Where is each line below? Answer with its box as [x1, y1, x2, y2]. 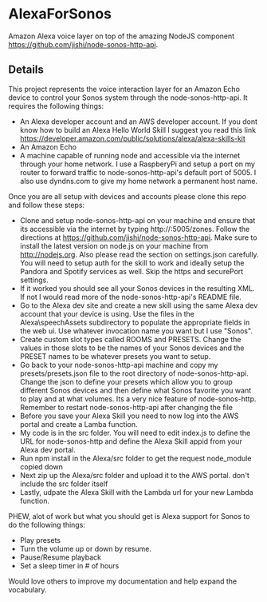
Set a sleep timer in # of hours [19, 560, 120, 570]
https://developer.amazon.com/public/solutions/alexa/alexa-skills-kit [19, 134, 245, 143]
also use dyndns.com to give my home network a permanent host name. [19, 176, 257, 185]
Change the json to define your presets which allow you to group [19, 377, 233, 386]
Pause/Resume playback [19, 552, 102, 562]
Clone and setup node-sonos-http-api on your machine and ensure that [19, 215, 256, 225]
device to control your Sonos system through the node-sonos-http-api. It [8, 93, 249, 102]
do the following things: [8, 520, 86, 529]
